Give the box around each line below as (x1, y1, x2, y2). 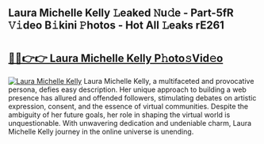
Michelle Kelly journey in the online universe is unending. (8, 127, 194, 136)
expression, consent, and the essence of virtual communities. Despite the (8, 102, 249, 111)
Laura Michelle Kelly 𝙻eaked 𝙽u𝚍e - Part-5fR (8, 6, 234, 20)
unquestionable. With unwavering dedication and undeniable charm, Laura (8, 119, 252, 127)
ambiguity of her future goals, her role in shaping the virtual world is (8, 110, 231, 119)
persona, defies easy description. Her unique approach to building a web (8, 85, 247, 94)
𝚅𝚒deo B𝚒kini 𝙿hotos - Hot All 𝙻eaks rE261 (8, 19, 224, 32)
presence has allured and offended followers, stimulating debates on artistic (8, 93, 257, 102)
